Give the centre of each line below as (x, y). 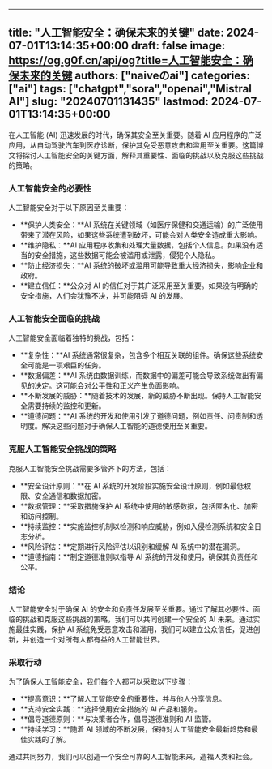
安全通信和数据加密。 (70, 496)
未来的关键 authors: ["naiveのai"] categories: (135, 76)
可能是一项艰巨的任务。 (66, 365)
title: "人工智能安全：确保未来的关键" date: (116, 33)
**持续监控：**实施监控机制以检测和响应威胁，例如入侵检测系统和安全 (137, 526)
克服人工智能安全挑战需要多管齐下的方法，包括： (90, 468)
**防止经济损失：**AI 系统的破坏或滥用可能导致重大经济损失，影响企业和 (142, 265)
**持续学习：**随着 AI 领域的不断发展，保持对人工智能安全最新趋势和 (136, 729)
